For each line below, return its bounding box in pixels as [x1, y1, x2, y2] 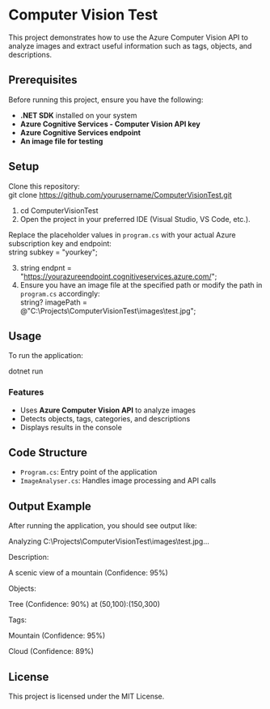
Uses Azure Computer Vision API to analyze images [19, 405, 196, 415]
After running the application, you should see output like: [8, 521, 197, 531]
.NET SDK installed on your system [19, 110, 137, 120]
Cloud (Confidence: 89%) [8, 647, 95, 656]
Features [8, 387, 44, 398]
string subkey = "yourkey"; [8, 247, 99, 257]
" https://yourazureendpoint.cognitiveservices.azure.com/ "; [19, 271, 217, 281]
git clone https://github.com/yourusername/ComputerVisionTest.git [8, 190, 232, 199]
